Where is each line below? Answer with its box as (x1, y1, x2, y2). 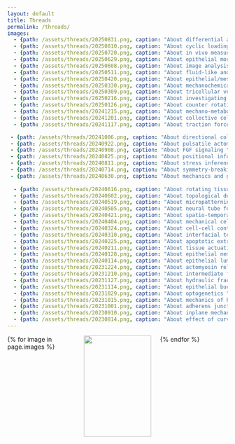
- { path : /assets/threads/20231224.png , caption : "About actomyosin (13, 264, 218, 271)
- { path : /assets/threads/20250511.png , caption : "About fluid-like (13, 69, 218, 76)
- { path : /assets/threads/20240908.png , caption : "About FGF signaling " (10, 146, 230, 154)
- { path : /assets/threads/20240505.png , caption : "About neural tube (13, 205, 220, 212)
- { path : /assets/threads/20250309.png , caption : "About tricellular (13, 88, 220, 95)
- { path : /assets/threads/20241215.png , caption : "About (13, 108, 183, 115)
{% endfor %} (159, 335, 201, 343)
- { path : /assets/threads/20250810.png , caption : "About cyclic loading (13, 43, 230, 50)
